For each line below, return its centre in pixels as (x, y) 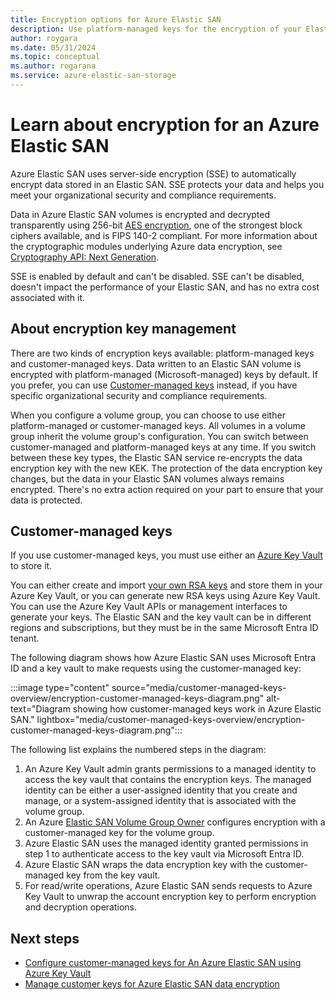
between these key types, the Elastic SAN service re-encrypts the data (156, 457)
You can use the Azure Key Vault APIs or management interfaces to (149, 607)
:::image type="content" (60, 688)
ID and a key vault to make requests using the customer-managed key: (156, 668)
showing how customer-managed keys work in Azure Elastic (197, 709)
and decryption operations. (80, 907)
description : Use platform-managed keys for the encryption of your (156, 29)
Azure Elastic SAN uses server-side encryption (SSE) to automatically (153, 173)
